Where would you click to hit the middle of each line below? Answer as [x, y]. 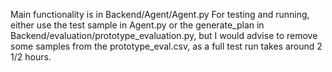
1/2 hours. [31, 57]
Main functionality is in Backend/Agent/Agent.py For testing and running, [160, 14]
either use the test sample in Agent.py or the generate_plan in [137, 25]
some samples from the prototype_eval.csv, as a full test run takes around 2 [166, 46]
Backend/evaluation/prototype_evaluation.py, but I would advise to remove [164, 35]
